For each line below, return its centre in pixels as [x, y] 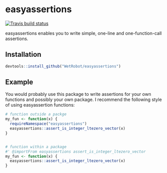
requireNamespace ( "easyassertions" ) [48, 124]
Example [19, 82]
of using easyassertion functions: [40, 105]
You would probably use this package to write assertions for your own [78, 94]
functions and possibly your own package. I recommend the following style [83, 99]
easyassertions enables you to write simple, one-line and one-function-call [83, 33]
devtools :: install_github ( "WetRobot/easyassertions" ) [63, 66]
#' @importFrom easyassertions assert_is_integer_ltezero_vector [75, 151]
